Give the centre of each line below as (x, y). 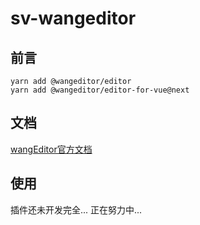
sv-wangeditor (73, 18)
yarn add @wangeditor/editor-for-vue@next (100, 90)
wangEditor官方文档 (51, 149)
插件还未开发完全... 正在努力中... (76, 209)
